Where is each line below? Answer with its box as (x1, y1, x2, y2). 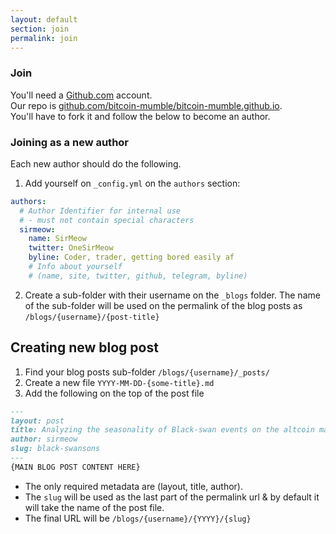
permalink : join (10, 33, 78, 43)
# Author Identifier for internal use (19, 206, 182, 216)
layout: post (10, 416, 65, 426)
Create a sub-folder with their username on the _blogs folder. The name (24, 289, 321, 301)
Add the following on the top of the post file (24, 387, 205, 399)
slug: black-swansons (10, 444, 101, 454)
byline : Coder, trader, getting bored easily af (28, 252, 235, 263)
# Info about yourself (28, 262, 123, 272)
